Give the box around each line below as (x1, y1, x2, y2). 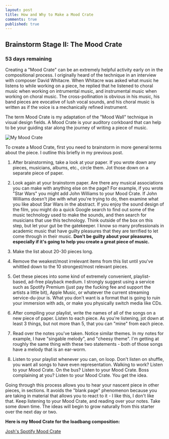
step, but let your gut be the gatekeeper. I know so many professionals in (12, 222, 164, 228)
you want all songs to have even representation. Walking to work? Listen (12, 361, 163, 367)
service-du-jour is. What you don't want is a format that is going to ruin (12, 294, 160, 300)
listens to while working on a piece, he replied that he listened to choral (5, 83, 153, 89)
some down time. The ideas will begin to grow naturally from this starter (5, 403, 155, 409)
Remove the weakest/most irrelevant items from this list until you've (12, 258, 153, 264)
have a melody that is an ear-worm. (12, 346, 87, 352)
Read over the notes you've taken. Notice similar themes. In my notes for (12, 330, 164, 336)
